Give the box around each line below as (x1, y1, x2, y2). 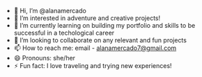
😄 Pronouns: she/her (13, 54, 75, 62)
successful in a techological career (13, 28, 115, 37)
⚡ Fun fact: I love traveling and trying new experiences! (13, 62, 172, 69)
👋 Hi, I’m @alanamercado (13, 7, 87, 15)
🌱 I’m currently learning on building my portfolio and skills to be (13, 22, 196, 29)
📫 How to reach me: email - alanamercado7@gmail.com (13, 44, 177, 52)
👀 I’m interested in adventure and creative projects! (13, 14, 161, 22)
